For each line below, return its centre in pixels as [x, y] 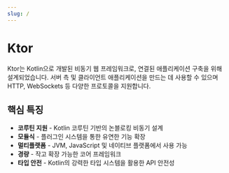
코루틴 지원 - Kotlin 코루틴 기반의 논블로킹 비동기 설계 [90, 128]
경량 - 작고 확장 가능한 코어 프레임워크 [69, 154]
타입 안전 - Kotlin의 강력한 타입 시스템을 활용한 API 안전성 [96, 163]
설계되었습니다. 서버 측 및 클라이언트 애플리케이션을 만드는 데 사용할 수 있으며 [113, 77]
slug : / [19, 14]
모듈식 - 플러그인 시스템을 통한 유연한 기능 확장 [81, 137]
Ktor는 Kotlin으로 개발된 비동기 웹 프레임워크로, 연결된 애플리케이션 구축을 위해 [115, 68]
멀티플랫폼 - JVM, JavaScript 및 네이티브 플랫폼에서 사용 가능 [102, 145]
